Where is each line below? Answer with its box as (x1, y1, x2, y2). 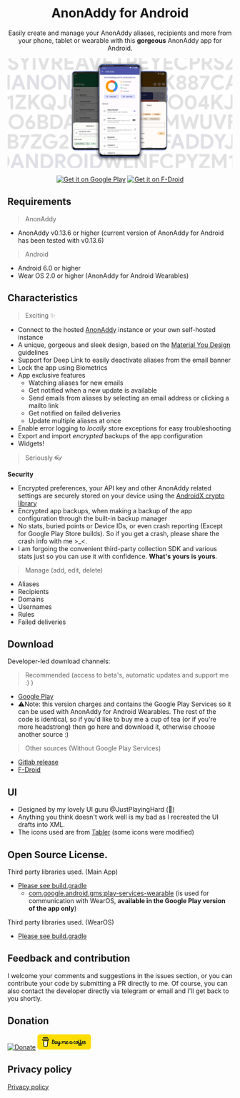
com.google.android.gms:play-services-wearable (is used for (28, 889, 209, 897)
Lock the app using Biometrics (17, 363, 108, 372)
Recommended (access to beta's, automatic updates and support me (24, 671, 229, 680)
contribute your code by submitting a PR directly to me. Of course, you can (7, 979, 228, 987)
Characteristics (7, 292, 79, 304)
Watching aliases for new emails (28, 378, 124, 387)
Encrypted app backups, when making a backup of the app (17, 506, 193, 515)
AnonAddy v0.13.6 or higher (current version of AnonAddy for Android (17, 228, 224, 237)
